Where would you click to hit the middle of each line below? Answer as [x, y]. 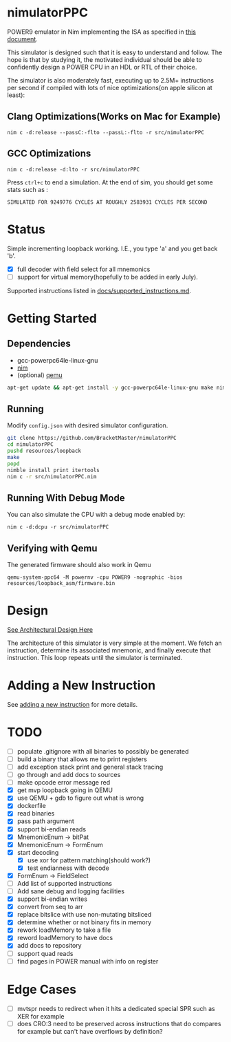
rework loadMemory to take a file [64, 930]
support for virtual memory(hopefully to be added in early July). [107, 277]
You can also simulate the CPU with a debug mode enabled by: [96, 515]
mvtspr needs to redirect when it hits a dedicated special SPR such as [116, 1008]
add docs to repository [49, 946]
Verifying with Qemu [52, 548]
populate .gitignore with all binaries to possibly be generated [103, 751]
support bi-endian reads [52, 829]
